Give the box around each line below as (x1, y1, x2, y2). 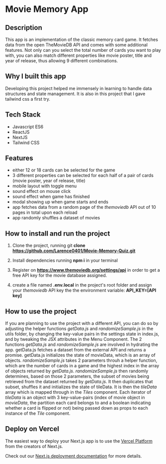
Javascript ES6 (12, 124, 44, 130)
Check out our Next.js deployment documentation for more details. (5, 453, 142, 459)
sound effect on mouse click (12, 188, 71, 194)
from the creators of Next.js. (5, 443, 63, 449)
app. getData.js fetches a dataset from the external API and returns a (5, 347, 146, 353)
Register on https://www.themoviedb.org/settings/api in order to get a (12, 267, 160, 273)
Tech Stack (5, 111, 41, 119)
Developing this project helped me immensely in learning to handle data (5, 85, 152, 91)
